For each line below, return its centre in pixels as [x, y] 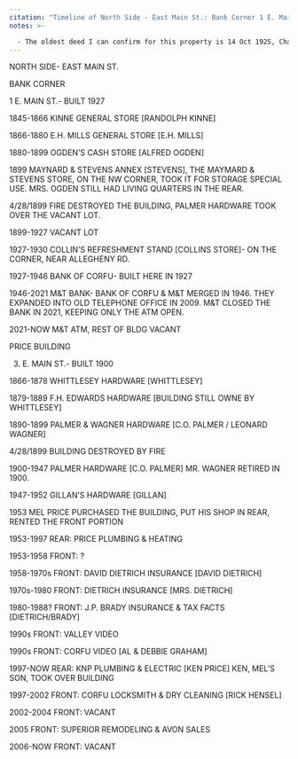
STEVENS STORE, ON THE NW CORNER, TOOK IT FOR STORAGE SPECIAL [145, 179]
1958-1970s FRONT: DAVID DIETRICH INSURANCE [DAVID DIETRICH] [136, 574]
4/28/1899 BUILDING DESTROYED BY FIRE [87, 451]
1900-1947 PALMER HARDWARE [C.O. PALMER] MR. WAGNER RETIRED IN [145, 469]
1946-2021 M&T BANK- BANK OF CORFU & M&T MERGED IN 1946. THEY [142, 293]
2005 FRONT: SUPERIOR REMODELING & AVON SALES [110, 730]
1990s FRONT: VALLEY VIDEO [64, 634]
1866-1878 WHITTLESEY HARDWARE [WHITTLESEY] [106, 381]
